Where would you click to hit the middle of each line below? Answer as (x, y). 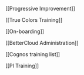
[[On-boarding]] (25, 31)
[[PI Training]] (22, 66)
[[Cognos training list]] (33, 54)
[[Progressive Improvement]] (41, 9)
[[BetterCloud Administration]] (42, 43)
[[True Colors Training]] (34, 20)
